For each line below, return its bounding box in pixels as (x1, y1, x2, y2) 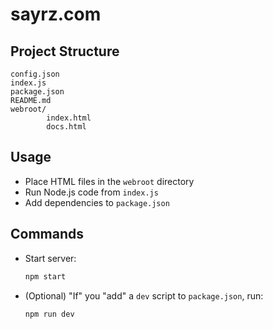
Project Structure (10, 43, 120, 60)
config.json (10, 69, 60, 79)
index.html (46, 113, 92, 123)
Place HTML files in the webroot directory (24, 175, 195, 187)
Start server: (24, 252, 77, 264)
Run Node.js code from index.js (24, 186, 159, 198)
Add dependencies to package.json (24, 196, 170, 208)
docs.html (46, 122, 87, 132)
